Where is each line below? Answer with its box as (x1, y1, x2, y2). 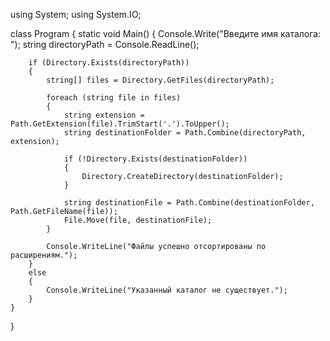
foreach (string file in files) (46, 93, 182, 103)
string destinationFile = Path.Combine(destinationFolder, (63, 198, 315, 208)
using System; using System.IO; (10, 9, 142, 20)
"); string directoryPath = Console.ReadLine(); (10, 39, 200, 50)
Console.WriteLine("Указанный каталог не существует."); (46, 285, 288, 295)
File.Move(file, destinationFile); (63, 215, 213, 225)
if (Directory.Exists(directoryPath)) (28, 58, 190, 68)
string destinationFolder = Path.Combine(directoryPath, (63, 128, 307, 138)
